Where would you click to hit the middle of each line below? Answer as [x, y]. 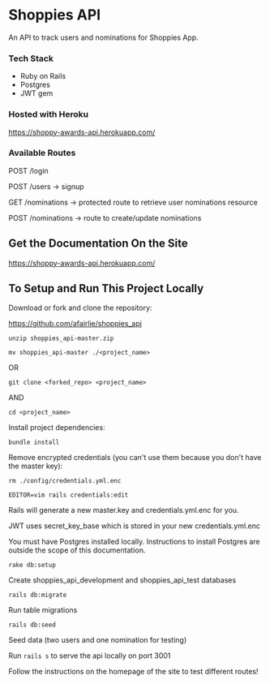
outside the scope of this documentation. [77, 550]
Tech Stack [31, 58]
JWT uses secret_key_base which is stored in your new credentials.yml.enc [135, 526]
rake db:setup [32, 566]
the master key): [36, 466]
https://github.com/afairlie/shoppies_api [75, 324]
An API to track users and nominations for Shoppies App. [103, 37]
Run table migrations [43, 610]
